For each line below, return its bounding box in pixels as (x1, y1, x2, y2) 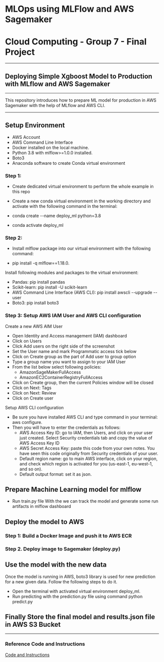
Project (5, 46, 35, 58)
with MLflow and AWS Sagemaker (5, 80, 111, 88)
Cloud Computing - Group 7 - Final (5, 36, 147, 47)
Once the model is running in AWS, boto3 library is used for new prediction (5, 574, 156, 579)
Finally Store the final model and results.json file (5, 613, 155, 621)
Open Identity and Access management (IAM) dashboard (12, 332, 127, 338)
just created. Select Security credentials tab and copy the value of (19, 435, 153, 441)
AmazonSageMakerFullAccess (19, 369, 82, 375)
